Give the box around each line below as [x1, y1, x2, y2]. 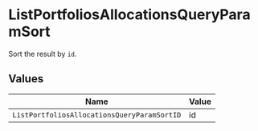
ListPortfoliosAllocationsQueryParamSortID [12, 110, 182, 119]
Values [8, 72, 44, 85]
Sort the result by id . [8, 49, 77, 58]
